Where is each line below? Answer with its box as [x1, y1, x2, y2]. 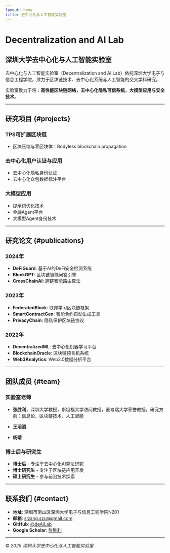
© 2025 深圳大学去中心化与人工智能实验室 [5, 542, 94, 548]
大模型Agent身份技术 [12, 215, 57, 221]
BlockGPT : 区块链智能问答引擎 [12, 272, 77, 278]
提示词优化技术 [12, 203, 44, 209]
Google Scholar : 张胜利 [12, 527, 62, 533]
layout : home [5, 7, 33, 13]
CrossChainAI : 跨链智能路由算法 [12, 278, 81, 284]
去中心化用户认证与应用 [5, 157, 62, 165]
